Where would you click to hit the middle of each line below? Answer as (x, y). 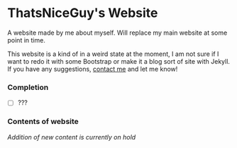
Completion (28, 87)
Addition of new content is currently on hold (72, 137)
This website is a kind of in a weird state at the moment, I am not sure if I (113, 54)
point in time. (27, 40)
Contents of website (43, 122)
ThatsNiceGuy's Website (83, 13)
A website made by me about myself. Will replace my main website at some (117, 33)
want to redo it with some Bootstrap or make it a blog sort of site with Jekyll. (119, 61)
